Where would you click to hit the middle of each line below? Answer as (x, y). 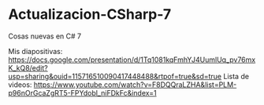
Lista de (236, 76)
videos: (20, 85)
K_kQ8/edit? (28, 67)
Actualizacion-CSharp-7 (90, 14)
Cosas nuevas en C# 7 (45, 36)
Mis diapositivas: (35, 51)
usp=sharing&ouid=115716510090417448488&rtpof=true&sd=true (115, 76)
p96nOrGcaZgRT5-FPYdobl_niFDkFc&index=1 (82, 92)
